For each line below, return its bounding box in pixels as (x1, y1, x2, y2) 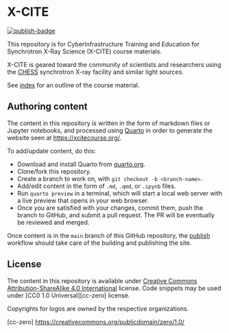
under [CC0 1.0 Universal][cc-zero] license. (7, 291, 130, 299)
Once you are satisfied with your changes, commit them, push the (16, 203, 204, 212)
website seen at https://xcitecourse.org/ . (7, 133, 122, 142)
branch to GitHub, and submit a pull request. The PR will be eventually (16, 211, 215, 219)
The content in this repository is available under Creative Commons (7, 276, 197, 284)
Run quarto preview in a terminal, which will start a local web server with (16, 189, 223, 197)
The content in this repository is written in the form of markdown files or (7, 119, 210, 127)
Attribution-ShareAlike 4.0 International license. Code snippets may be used (7, 284, 221, 292)
